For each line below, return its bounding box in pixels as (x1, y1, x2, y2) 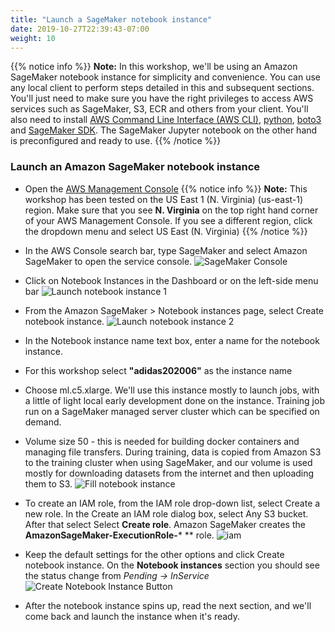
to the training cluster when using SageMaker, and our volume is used (24, 456, 313, 468)
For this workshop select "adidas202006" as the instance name (24, 364, 293, 376)
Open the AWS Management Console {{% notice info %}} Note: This (24, 182, 308, 195)
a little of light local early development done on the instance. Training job (24, 394, 325, 406)
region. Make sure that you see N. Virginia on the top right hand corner (24, 204, 319, 216)
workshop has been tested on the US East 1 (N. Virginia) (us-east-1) (24, 193, 304, 205)
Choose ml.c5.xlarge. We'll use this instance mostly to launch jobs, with (24, 384, 320, 396)
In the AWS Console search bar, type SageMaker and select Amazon (24, 244, 308, 256)
